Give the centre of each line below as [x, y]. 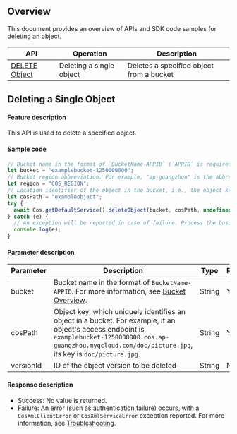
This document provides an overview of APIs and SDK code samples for [112, 28]
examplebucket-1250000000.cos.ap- [111, 337]
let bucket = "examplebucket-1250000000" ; [71, 171]
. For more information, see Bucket [129, 291]
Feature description [37, 117]
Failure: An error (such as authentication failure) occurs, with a [108, 408]
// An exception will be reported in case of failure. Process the [115, 223]
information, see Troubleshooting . [67, 423]
